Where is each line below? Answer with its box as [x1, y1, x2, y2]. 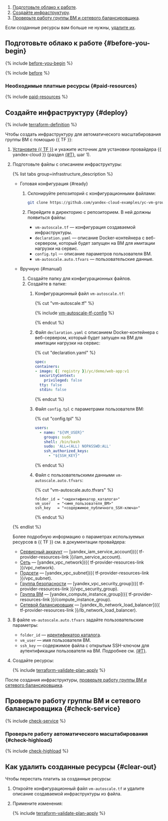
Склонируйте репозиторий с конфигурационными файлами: [27, 190, 156, 196]
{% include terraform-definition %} [5, 121, 77, 127]
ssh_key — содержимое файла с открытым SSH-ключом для [19, 643, 149, 649]
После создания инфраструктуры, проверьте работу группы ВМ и [5, 677, 147, 683]
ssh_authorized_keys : [43, 449, 89, 454]
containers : [34, 364, 60, 369]
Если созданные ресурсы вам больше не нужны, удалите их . [5, 25, 136, 31]
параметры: [12, 622, 38, 628]
